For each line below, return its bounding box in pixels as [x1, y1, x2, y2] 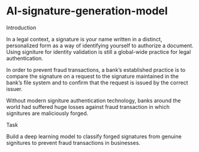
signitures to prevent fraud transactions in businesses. [6, 139, 141, 146]
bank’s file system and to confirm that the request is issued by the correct [6, 79, 189, 86]
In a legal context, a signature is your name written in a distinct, [6, 35, 162, 42]
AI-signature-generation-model [6, 4, 168, 18]
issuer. [6, 85, 23, 92]
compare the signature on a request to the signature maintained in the [6, 72, 179, 80]
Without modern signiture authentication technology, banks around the [6, 97, 181, 104]
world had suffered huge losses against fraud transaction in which [6, 103, 170, 110]
